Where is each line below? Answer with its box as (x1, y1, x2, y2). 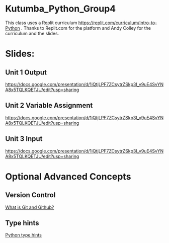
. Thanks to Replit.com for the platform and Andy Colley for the (21, 25, 151, 31)
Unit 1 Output (5, 68, 47, 76)
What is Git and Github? (5, 204, 54, 210)
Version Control (5, 191, 56, 199)
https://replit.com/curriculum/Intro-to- (78, 20, 157, 26)
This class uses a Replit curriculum (5, 20, 77, 26)
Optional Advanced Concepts (5, 171, 131, 182)
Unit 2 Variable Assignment (5, 101, 93, 110)
